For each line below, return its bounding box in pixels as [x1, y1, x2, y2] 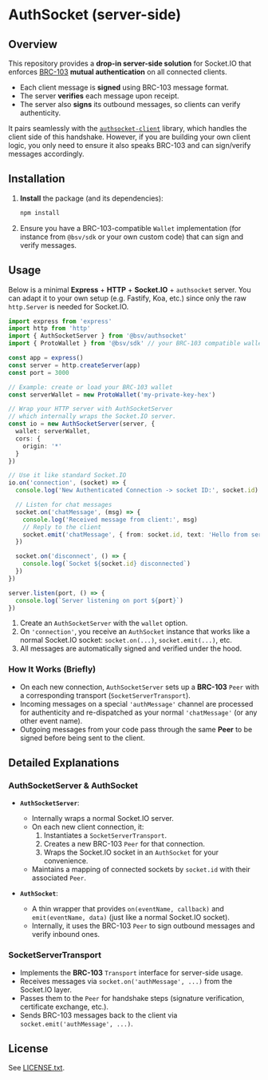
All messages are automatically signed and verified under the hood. [19, 644, 242, 653]
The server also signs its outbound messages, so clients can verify [19, 100, 241, 109]
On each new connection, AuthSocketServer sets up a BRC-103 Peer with [19, 682, 259, 691]
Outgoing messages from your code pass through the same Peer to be [19, 724, 253, 734]
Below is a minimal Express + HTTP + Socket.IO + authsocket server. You [8, 285, 251, 294]
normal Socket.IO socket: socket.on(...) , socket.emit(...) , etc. [19, 636, 233, 645]
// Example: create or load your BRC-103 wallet [8, 383, 173, 391]
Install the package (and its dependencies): [19, 193, 164, 203]
